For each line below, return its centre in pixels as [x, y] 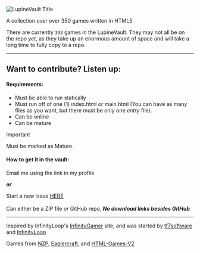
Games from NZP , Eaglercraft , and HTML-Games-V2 [71, 243]
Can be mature [33, 123]
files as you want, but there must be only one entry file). [83, 110]
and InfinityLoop [26, 232]
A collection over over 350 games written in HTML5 [69, 21]
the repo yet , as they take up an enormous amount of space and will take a [98, 38]
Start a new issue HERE [35, 196]
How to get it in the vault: [38, 160]
